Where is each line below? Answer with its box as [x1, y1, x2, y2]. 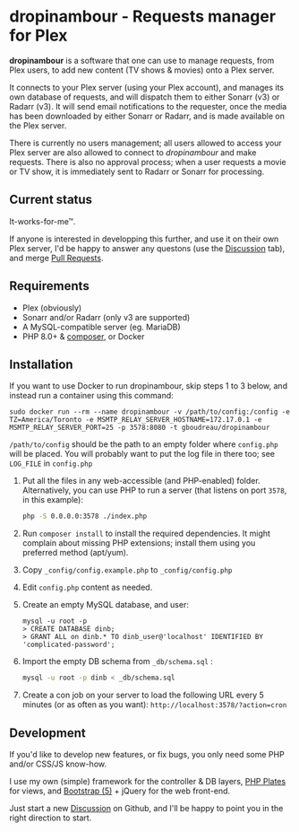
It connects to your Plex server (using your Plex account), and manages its [9, 82, 285, 92]
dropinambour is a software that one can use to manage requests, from [9, 55, 275, 66]
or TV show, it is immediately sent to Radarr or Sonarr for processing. [9, 166, 265, 177]
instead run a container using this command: [9, 390, 175, 401]
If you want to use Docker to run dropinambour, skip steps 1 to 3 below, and [9, 381, 288, 391]
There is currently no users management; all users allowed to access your [9, 137, 282, 148]
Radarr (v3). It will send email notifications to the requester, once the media [9, 101, 287, 111]
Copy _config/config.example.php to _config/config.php [21, 565, 233, 575]
